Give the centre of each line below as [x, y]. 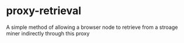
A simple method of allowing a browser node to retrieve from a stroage [92, 27]
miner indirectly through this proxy [48, 33]
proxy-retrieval [44, 11]
